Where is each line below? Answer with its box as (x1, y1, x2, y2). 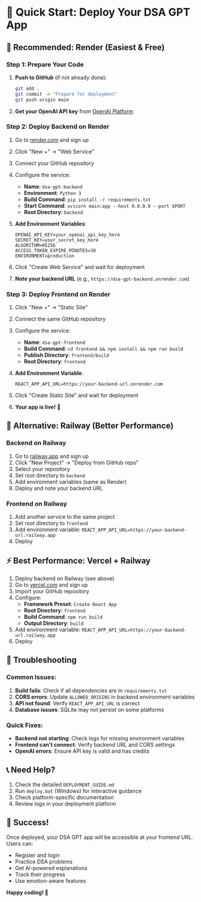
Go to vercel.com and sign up (14, 581, 88, 588)
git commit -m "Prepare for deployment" (14, 91, 118, 97)
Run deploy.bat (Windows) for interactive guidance (14, 787, 142, 794)
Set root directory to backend (14, 472, 85, 479)
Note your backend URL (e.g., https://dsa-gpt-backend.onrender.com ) (14, 275, 190, 282)
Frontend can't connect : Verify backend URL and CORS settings (14, 741, 175, 748)
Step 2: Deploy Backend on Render (6, 123, 110, 131)
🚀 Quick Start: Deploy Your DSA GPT (6, 5, 191, 19)
